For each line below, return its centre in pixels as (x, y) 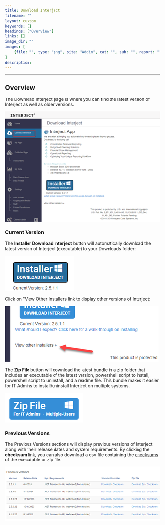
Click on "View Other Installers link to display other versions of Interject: (78, 299)
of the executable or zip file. (34, 460)
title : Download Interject (33, 10)
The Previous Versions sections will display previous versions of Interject (79, 444)
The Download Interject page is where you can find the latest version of (78, 99)
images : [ (15, 47)
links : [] (15, 36)
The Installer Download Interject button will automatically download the (78, 243)
